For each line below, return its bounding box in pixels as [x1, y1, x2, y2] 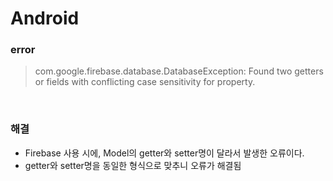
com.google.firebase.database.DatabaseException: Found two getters [34, 65, 324, 77]
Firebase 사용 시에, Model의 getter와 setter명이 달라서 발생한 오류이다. [24, 147, 305, 159]
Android [10, 7, 80, 30]
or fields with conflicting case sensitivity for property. [34, 76, 256, 88]
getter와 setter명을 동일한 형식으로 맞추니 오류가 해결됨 [24, 159, 242, 171]
